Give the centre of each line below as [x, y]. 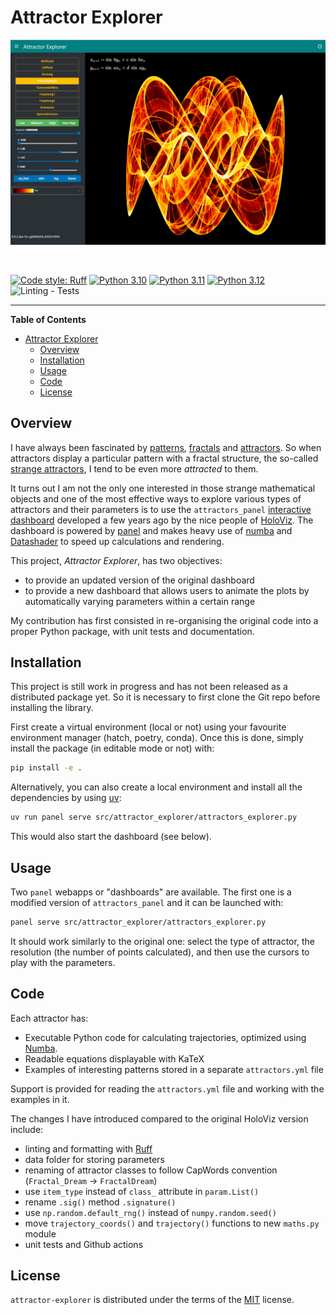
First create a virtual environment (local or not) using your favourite [148, 727]
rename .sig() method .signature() [100, 1202]
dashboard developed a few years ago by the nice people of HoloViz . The [162, 520]
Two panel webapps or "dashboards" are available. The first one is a [151, 892]
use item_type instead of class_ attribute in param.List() [142, 1191]
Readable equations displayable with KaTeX [114, 1058]
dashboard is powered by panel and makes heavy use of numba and [151, 530]
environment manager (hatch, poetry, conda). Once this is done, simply [157, 738]
